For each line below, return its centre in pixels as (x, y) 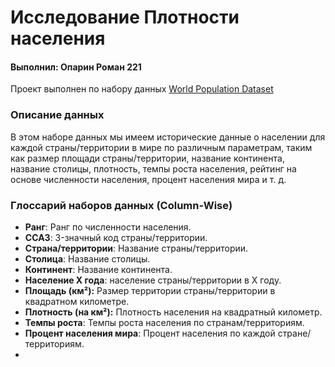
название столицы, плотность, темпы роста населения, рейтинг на (153, 168)
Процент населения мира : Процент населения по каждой (150, 333)
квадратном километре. (77, 301)
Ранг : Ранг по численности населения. (108, 227)
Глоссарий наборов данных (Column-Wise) (121, 205)
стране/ (294, 333)
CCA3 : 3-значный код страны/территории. (116, 237)
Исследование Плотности (125, 17)
